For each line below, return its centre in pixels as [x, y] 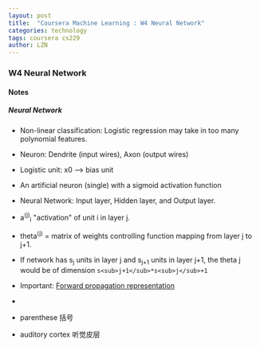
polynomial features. [53, 138]
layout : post [30, 16]
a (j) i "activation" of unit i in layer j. [75, 217]
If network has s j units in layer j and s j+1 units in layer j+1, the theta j [130, 261]
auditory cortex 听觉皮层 [60, 334]
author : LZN [28, 45]
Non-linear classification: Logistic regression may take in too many [129, 130]
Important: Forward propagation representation [97, 285]
